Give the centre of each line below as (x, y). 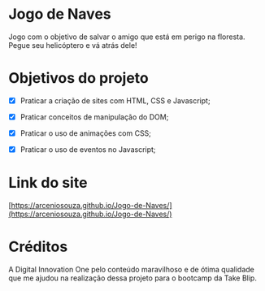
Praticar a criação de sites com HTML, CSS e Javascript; (115, 100)
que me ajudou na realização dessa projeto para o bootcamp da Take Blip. (133, 278)
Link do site (48, 183)
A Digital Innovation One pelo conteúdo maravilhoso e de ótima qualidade (131, 269)
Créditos (38, 247)
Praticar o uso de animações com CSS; (86, 133)
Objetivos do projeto (78, 78)
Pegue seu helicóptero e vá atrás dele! (73, 45)
